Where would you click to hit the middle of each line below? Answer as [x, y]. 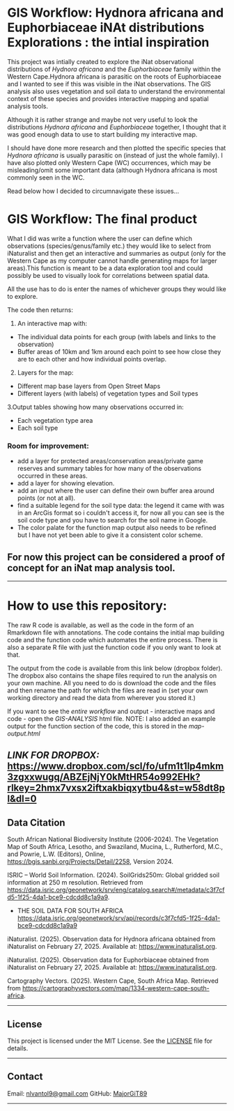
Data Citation [36, 822]
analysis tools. [28, 106]
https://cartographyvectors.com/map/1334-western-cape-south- [116, 988]
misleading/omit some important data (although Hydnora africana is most [112, 170]
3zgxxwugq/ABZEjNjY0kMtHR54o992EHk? [104, 777]
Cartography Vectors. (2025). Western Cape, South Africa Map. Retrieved [113, 981]
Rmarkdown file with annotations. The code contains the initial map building [116, 632]
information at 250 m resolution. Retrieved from [75, 883]
